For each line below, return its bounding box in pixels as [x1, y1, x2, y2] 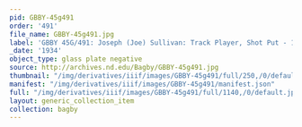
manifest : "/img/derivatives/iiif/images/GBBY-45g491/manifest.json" [9, 80, 276, 89]
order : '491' [9, 21, 58, 30]
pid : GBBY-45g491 [9, 13, 75, 22]
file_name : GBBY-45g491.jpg [9, 30, 115, 38]
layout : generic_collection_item [9, 96, 135, 106]
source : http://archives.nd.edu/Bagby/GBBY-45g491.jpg [9, 63, 219, 72]
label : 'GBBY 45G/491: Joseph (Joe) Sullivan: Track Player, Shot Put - [9, 38, 288, 47]
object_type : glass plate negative [9, 55, 143, 63]
